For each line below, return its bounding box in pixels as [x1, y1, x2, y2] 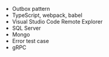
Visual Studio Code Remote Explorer [12, 18, 103, 25]
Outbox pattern [12, 5, 50, 12]
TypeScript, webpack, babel [12, 12, 83, 19]
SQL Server [12, 24, 41, 32]
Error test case [12, 38, 50, 44]
